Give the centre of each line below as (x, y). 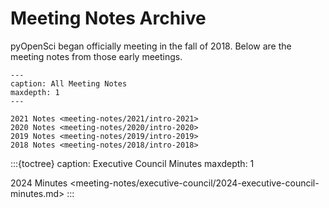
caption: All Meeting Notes (69, 83)
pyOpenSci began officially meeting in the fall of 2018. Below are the (151, 46)
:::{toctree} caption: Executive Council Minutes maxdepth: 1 (132, 163)
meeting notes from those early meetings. (96, 56)
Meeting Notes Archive (108, 18)
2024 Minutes (39, 183)
